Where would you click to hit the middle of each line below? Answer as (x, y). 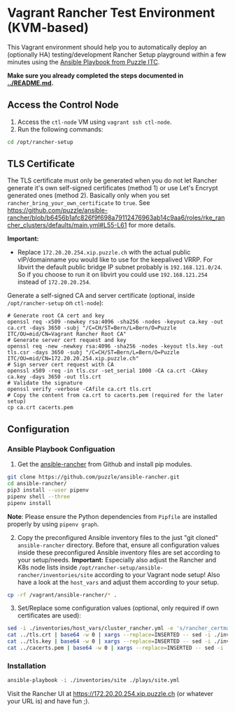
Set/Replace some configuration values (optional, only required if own (118, 608)
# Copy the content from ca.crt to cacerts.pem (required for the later (115, 396)
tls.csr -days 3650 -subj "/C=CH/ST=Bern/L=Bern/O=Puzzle (93, 353)
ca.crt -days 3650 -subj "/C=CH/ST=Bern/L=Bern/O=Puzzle (92, 328)
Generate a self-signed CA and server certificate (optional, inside (101, 296)
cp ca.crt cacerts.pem (40, 408)
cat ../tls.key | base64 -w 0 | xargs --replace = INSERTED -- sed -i (109, 641)
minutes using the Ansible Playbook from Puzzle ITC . (84, 62)
